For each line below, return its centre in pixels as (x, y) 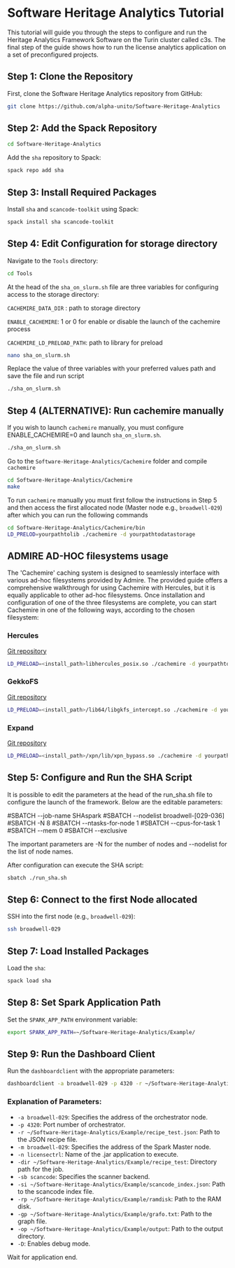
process (19, 329)
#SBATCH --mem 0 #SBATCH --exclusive (67, 830)
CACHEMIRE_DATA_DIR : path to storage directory (74, 308)
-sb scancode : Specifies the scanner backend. (84, 1176)
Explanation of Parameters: (55, 1102)
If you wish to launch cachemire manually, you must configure (95, 428)
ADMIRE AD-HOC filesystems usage (88, 556)
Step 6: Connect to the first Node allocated (102, 899)
